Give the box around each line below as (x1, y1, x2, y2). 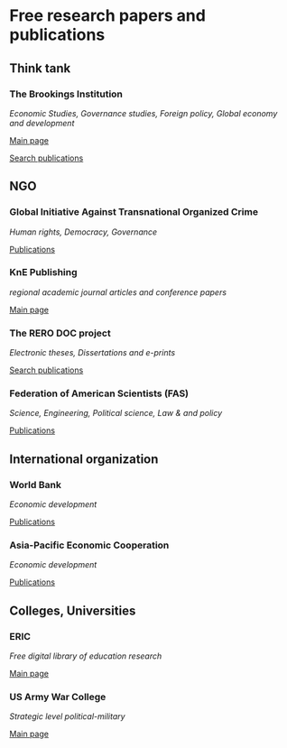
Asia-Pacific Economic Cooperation (9, 539, 170, 551)
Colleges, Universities (9, 603, 136, 618)
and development (9, 117, 75, 128)
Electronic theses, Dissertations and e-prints (9, 347, 176, 358)
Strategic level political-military (9, 711, 125, 722)
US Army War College (9, 691, 106, 704)
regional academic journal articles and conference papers (9, 286, 227, 298)
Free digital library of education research (9, 651, 162, 661)
